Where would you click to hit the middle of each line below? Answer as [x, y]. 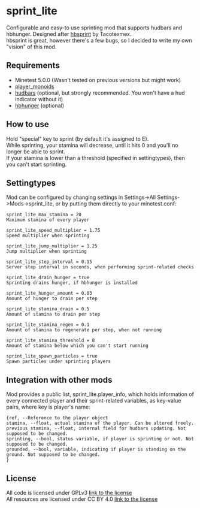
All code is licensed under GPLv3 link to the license [69, 493]
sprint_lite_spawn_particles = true [52, 356]
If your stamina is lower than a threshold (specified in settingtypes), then [96, 158]
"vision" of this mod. [31, 47]
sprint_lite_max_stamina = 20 [44, 215]
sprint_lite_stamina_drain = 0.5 [48, 309]
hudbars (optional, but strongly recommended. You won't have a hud [100, 93]
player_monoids [34, 86]
